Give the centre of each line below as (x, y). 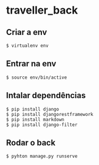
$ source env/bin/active (37, 77)
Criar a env (27, 32)
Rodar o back (31, 143)
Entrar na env (31, 64)
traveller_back (42, 10)
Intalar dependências (46, 96)
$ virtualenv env (27, 46)
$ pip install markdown (35, 119)
